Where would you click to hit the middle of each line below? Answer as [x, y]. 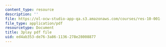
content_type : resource [30, 10]
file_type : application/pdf [34, 23]
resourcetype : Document [30, 28]
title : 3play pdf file [28, 32]
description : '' [22, 14]
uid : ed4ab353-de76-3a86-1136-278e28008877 [51, 37]
